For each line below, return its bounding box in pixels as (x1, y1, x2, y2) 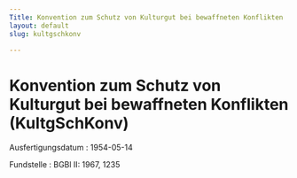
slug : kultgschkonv (9, 29, 82, 38)
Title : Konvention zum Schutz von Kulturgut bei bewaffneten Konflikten (9, 12, 284, 22)
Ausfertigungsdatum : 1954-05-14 (9, 143, 133, 153)
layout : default (9, 21, 69, 30)
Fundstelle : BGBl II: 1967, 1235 (9, 159, 121, 170)
